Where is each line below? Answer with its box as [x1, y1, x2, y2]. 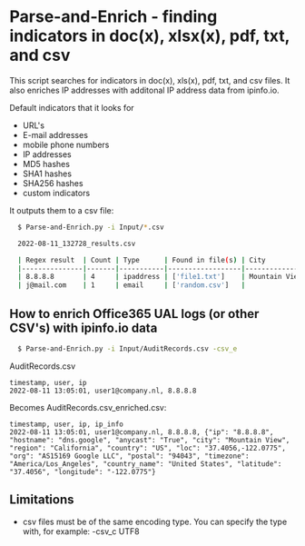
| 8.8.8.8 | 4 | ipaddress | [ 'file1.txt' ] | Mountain [17, 273, 282, 282]
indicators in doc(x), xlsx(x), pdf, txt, [9, 25, 290, 46]
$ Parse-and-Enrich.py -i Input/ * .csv [17, 223, 165, 232]
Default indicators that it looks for [9, 102, 134, 113]
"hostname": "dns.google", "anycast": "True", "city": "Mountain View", [9, 435, 290, 444]
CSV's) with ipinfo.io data [9, 320, 158, 335]
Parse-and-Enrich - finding [9, 6, 218, 27]
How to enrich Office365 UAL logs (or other [9, 306, 260, 322]
